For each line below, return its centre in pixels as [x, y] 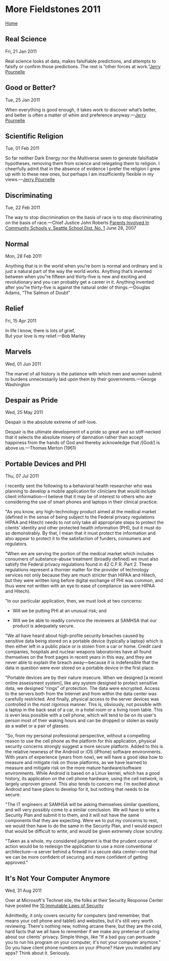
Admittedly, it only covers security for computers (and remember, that [77, 916]
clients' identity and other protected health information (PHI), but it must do [83, 528]
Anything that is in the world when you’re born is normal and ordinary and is [84, 266]
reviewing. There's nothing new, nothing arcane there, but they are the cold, [84, 926]
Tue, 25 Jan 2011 [23, 100]
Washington [18, 384]
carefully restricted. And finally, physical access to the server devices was [82, 699]
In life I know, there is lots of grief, [40, 330]
